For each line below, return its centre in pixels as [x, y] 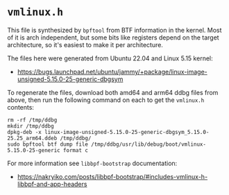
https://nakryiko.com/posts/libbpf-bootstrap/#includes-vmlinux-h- [112, 176]
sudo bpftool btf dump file [48, 144]
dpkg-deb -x [24, 132]
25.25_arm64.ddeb [32, 138]
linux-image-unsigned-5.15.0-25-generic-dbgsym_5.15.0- [127, 132]
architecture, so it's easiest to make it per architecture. [85, 44]
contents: [21, 107]
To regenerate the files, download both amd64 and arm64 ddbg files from [113, 92]
